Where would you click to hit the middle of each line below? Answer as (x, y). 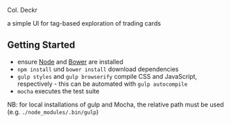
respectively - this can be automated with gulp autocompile (102, 84)
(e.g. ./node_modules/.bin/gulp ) (53, 112)
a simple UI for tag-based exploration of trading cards (84, 23)
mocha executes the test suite (58, 91)
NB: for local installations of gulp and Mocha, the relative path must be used (115, 104)
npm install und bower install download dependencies (98, 69)
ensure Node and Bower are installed (70, 61)
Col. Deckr (23, 10)
